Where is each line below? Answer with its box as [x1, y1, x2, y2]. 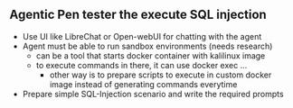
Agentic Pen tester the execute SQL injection [9, 7, 267, 22]
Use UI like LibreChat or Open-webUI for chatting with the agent [22, 31, 262, 41]
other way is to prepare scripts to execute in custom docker [49, 69, 272, 80]
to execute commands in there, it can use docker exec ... [35, 59, 248, 70]
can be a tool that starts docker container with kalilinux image [35, 49, 266, 61]
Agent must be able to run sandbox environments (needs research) [22, 40, 273, 51]
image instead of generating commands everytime [49, 78, 238, 89]
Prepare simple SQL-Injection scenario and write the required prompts [22, 88, 284, 99]
